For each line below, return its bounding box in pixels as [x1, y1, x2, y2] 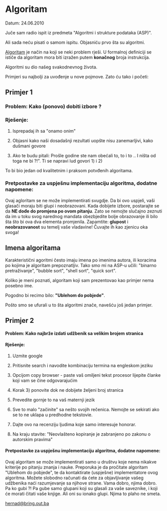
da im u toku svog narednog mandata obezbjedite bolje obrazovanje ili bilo [5, 213, 158, 219]
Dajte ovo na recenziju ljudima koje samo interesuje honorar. [12, 421, 136, 427]
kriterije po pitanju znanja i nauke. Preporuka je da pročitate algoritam [5, 464, 148, 470]
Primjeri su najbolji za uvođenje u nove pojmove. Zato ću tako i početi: [5, 73, 149, 79]
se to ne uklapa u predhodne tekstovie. [12, 412, 93, 418]
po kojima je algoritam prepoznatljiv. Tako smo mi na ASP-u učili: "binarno [5, 262, 157, 268]
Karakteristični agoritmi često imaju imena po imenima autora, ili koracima [5, 257, 157, 263]
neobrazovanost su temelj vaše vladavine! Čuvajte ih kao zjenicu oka [5, 224, 148, 230]
